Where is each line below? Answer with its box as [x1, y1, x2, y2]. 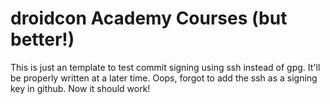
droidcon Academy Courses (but [10, 7, 288, 30]
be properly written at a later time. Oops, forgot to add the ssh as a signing [10, 72, 318, 84]
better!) [10, 28, 75, 51]
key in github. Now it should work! [10, 82, 151, 94]
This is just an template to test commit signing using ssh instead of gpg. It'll [10, 61, 321, 73]
